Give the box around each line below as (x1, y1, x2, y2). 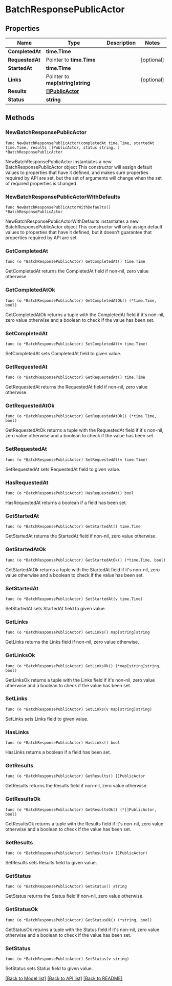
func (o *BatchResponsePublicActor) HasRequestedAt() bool (5, 491, 134, 496)
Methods (5, 113, 35, 122)
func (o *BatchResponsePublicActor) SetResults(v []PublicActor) (5, 850, 147, 856)
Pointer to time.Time (46, 56, 96, 63)
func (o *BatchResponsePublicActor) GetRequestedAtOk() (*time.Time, (5, 414, 157, 419)
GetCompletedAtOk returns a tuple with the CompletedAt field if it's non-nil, (5, 312, 165, 318)
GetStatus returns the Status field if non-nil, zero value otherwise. (5, 893, 144, 899)
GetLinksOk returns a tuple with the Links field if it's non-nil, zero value (5, 676, 155, 683)
